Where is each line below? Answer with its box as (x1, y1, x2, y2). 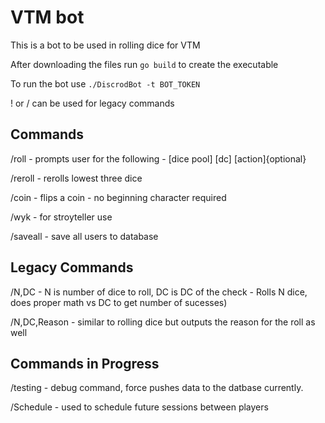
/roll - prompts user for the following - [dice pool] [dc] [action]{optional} (10, 152, 307, 165)
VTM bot (10, 6, 85, 29)
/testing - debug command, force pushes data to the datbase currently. (10, 382, 304, 394)
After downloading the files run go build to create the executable (10, 58, 279, 70)
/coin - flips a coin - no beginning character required (10, 191, 227, 203)
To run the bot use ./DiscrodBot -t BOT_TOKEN (10, 77, 201, 90)
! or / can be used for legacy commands (10, 97, 175, 109)
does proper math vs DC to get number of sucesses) (10, 296, 228, 308)
